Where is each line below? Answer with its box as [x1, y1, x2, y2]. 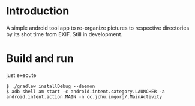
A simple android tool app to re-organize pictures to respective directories [6, 24, 190, 31]
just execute [6, 71, 37, 79]
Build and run [6, 52, 74, 66]
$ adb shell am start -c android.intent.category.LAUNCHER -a [6, 89, 165, 95]
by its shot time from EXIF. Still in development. [6, 30, 123, 37]
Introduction [6, 4, 70, 18]
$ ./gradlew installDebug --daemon [6, 83, 95, 89]
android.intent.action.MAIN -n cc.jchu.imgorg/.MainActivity [6, 93, 163, 100]
